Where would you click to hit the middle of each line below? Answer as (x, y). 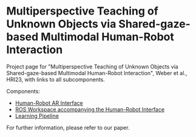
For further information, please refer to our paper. (68, 127)
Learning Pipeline (37, 116)
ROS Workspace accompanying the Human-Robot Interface (90, 109)
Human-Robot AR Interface (49, 103)
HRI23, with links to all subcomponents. (56, 79)
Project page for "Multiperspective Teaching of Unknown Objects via (93, 66)
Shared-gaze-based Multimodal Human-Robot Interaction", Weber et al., (97, 73)
